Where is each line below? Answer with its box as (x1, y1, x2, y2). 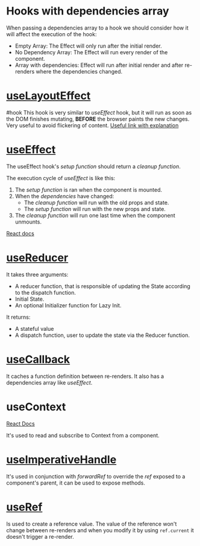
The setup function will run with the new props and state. (23, 205, 166, 212)
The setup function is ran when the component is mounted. (14, 186, 163, 193)
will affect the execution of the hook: (6, 30, 97, 37)
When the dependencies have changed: (14, 192, 114, 199)
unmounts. (14, 218, 42, 225)
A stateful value (14, 325, 54, 332)
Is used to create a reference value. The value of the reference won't (6, 520, 177, 527)
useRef (6, 500, 43, 513)
